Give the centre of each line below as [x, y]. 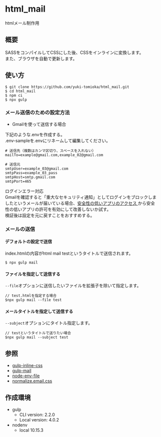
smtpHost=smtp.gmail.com [30, 177]
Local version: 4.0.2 [39, 420]
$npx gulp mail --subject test [37, 337]
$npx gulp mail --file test [34, 300]
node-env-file [26, 376]
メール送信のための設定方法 [37, 113]
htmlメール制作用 [22, 23]
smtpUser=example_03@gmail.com [37, 169]
